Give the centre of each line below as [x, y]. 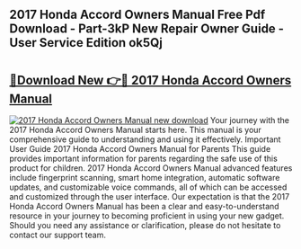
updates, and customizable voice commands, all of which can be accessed [148, 187]
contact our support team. [58, 235]
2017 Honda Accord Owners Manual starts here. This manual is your [136, 130]
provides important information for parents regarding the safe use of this [144, 158]
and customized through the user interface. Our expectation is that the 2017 [150, 196]
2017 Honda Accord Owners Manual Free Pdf [137, 15]
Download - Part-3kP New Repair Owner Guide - [147, 29]
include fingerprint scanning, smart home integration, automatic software [145, 178]
